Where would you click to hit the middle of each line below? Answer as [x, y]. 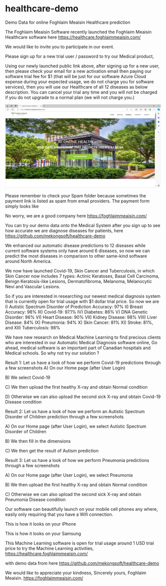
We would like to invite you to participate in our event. [60, 46]
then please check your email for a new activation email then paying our [78, 71]
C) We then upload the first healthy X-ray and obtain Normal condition [77, 387]
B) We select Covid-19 [28, 378]
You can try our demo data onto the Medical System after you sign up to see [83, 225]
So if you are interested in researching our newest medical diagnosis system [83, 296]
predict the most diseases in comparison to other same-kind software [76, 256]
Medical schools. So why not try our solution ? [52, 353]
